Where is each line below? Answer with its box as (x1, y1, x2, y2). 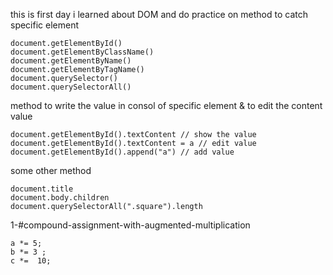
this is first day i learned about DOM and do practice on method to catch (10, 9, 309, 20)
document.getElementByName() (10, 56, 132, 66)
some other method (10, 165, 92, 176)
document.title (10, 184, 74, 194)
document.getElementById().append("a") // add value (10, 147, 235, 157)
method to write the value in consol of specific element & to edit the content (10, 100, 323, 111)
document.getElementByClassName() (10, 47, 155, 57)
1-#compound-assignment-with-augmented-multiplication (10, 219, 251, 231)
